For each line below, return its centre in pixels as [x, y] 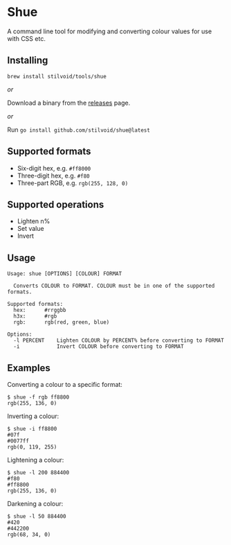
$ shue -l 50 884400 [37, 517]
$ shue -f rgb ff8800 [38, 397]
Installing [28, 61]
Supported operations [56, 204]
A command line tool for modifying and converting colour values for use [110, 31]
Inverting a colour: [33, 416]
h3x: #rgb [35, 316]
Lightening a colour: [36, 460]
